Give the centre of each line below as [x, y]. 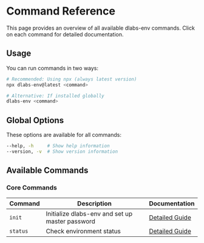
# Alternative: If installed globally [55, 96]
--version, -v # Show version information [62, 151]
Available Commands [47, 171]
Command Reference [61, 11]
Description [94, 203]
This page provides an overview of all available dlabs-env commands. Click [101, 28]
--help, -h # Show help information [58, 146]
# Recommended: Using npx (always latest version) [72, 79]
